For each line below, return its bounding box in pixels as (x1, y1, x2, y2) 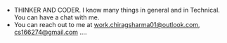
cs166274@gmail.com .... (13, 28, 87, 36)
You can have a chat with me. (13, 13, 100, 21)
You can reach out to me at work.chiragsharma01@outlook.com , (13, 21, 200, 28)
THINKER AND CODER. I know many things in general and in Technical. (13, 6, 220, 14)
